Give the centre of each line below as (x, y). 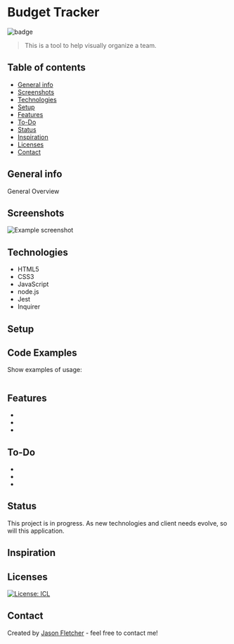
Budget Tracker (53, 12)
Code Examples (42, 353)
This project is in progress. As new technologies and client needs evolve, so (117, 523)
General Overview (33, 191)
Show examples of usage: (45, 370)
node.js (28, 292)
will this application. (36, 531)
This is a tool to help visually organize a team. (90, 45)
